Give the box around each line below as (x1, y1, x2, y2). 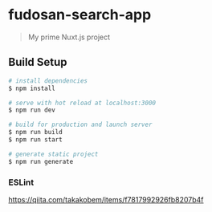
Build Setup (8, 55, 67, 69)
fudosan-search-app (8, 6, 152, 24)
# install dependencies (8, 76, 88, 85)
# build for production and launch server (8, 120, 153, 129)
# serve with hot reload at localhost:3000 (8, 99, 157, 107)
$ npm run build (8, 128, 63, 137)
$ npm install (8, 84, 56, 92)
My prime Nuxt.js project (27, 32, 111, 42)
